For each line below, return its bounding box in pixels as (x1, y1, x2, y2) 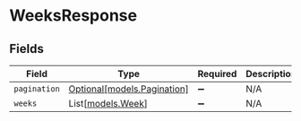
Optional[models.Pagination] (68, 82, 190, 95)
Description (245, 68, 297, 80)
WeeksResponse (9, 5, 137, 26)
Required (197, 68, 237, 80)
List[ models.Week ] (68, 98, 148, 109)
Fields (9, 41, 45, 56)
